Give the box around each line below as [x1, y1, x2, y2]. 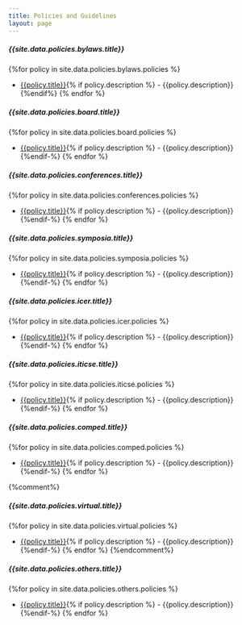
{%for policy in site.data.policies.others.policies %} [8, 584, 179, 594]
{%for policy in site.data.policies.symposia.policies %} [8, 253, 190, 263]
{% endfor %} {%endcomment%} [61, 545, 174, 555]
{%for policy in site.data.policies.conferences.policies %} [8, 190, 199, 200]
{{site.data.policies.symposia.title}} [8, 233, 134, 243]
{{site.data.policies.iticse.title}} [8, 359, 119, 369]
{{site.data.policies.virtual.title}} [8, 501, 123, 510]
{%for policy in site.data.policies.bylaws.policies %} [8, 65, 181, 74]
